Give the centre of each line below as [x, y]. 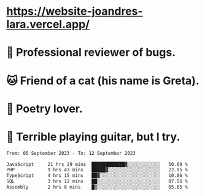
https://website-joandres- [75, 11]
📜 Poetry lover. [44, 108]
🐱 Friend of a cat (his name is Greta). [103, 80]
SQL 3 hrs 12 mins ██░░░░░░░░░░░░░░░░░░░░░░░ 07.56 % [97, 182]
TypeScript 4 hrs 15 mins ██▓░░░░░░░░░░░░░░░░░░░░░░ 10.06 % [97, 176]
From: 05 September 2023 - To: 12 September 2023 [71, 153]
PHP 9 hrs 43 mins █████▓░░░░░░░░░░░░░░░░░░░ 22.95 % [97, 170]
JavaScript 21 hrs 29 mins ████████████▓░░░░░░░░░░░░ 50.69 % [97, 164]
